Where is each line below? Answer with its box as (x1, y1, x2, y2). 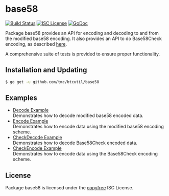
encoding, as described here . (5, 41, 67, 47)
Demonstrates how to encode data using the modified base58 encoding (12, 124, 164, 130)
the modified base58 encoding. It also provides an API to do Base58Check (5, 35, 162, 42)
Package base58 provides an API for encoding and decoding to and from (5, 30, 159, 36)
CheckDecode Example (12, 134, 62, 141)
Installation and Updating (5, 66, 87, 74)
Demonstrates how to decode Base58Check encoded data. (12, 140, 138, 146)
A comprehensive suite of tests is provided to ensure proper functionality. (5, 51, 160, 57)
